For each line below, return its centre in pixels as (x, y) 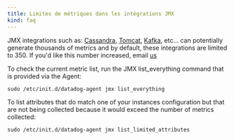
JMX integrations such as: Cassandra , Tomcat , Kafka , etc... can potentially (115, 40)
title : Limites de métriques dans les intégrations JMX (91, 14)
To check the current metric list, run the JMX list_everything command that (116, 69)
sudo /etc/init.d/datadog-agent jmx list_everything (86, 89)
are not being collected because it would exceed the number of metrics (111, 109)
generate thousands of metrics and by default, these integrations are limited (117, 48)
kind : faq (22, 20)
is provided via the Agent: (45, 76)
